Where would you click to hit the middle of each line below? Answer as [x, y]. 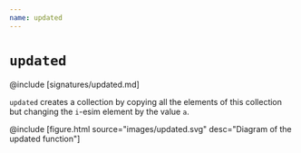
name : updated [36, 18]
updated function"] [45, 139]
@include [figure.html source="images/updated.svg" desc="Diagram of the [150, 129]
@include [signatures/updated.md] [75, 84]
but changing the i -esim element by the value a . [99, 111]
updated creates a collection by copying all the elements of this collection [146, 101]
